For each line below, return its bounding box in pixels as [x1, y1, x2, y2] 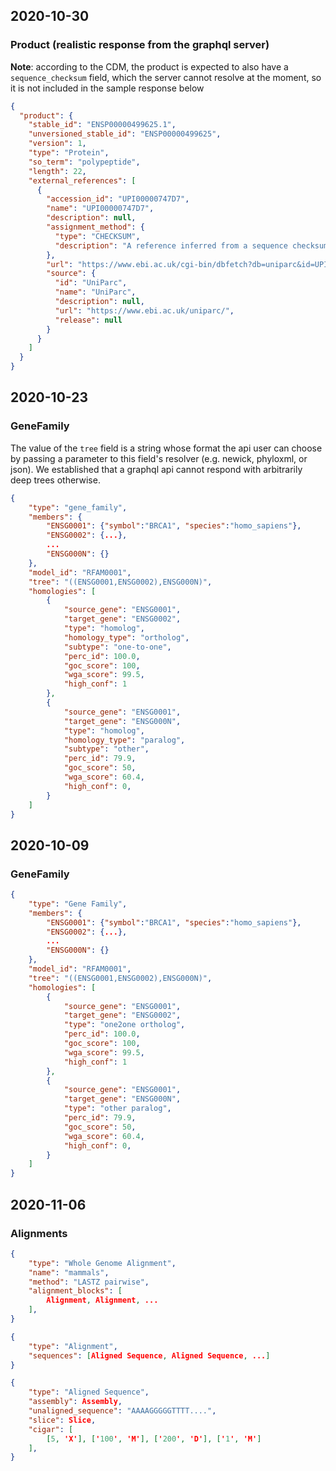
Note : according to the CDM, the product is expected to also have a [10, 60, 289, 73]
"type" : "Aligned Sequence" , [28, 1387, 150, 1398]
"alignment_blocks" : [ [28, 1286, 123, 1296]
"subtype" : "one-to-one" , [63, 642, 172, 652]
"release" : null [54, 315, 123, 325]
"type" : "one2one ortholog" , [63, 1020, 186, 1030]
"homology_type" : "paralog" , [63, 735, 186, 745]
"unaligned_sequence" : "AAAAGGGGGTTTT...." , [28, 1406, 217, 1416]
